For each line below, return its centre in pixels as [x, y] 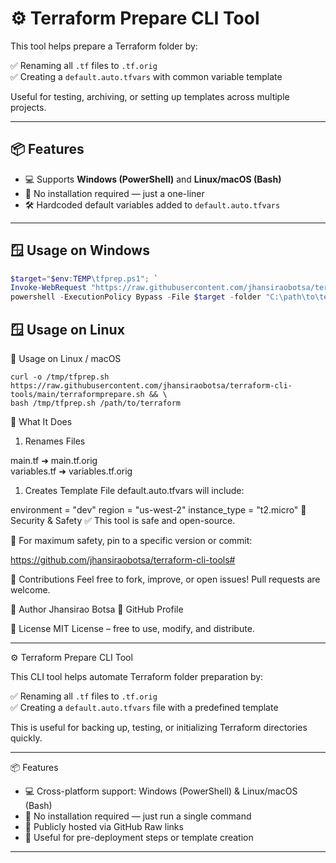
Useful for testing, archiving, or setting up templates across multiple [150, 96]
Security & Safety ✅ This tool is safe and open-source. [123, 520]
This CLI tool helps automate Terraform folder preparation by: [137, 676]
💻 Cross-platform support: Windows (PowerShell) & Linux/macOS [161, 791]
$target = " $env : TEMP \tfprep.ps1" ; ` [84, 278]
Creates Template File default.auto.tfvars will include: [134, 490]
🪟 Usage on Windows [80, 250]
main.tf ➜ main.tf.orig [54, 460]
